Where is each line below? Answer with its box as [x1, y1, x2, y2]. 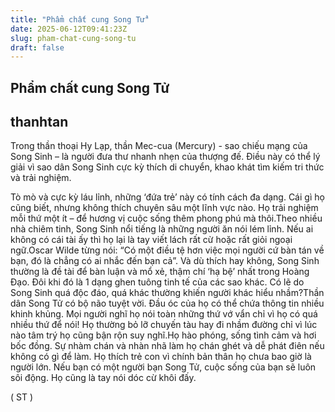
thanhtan [10, 114, 69, 131]
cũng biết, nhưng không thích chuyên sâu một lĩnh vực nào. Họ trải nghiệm [10, 202, 319, 214]
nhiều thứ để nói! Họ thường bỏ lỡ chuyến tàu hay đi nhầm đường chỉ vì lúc [10, 319, 318, 331]
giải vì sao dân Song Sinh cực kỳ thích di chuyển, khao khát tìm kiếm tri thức [10, 161, 325, 173]
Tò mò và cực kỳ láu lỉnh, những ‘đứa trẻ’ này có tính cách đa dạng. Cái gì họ [10, 191, 325, 203]
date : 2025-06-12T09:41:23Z [10, 24, 128, 34]
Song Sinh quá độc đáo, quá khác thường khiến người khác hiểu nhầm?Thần [10, 287, 325, 299]
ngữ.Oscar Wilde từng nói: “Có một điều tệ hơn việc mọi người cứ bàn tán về [10, 244, 325, 256]
